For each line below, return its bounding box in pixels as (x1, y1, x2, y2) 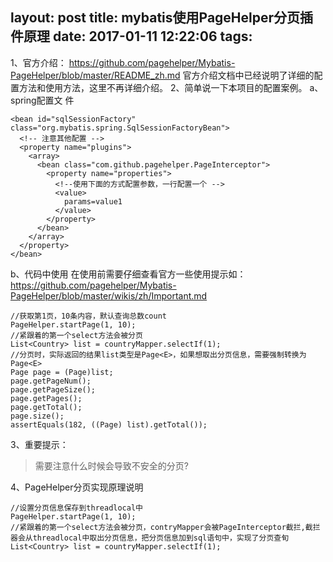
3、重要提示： (10, 438, 69, 450)
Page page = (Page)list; (10, 367, 114, 377)
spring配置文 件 (10, 94, 75, 106)
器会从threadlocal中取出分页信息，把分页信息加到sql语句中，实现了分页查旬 (10, 533, 290, 543)
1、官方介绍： (10, 56, 67, 68)
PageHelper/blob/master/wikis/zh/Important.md (10, 289, 208, 302)
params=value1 (63, 196, 123, 207)
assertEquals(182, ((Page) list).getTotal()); (10, 419, 208, 430)
